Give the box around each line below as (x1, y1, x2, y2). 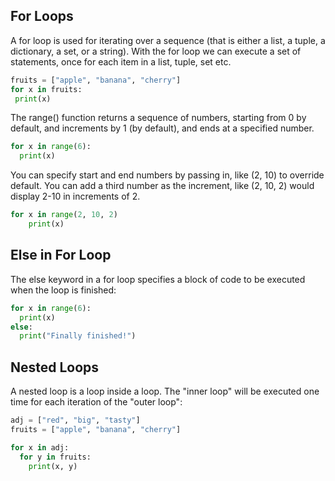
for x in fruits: (10, 84, 83, 94)
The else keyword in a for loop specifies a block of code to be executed (10, 273, 306, 285)
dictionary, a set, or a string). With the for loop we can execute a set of (10, 45, 302, 57)
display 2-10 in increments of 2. (10, 190, 141, 203)
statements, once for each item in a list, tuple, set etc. (10, 55, 232, 68)
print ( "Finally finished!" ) (19, 331, 137, 341)
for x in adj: (10, 442, 70, 453)
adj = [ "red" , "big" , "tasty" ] (10, 415, 141, 426)
